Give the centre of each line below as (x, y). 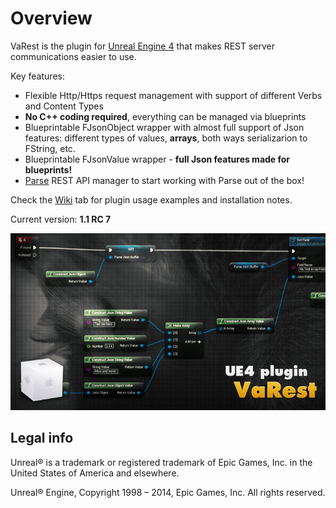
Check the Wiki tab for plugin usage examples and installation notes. (151, 199)
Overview (51, 18)
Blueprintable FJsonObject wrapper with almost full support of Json (164, 127)
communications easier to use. (73, 56)
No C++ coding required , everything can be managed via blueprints (165, 116)
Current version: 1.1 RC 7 (61, 219)
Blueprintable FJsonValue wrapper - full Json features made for (157, 159)
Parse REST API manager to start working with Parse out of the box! (164, 180)
